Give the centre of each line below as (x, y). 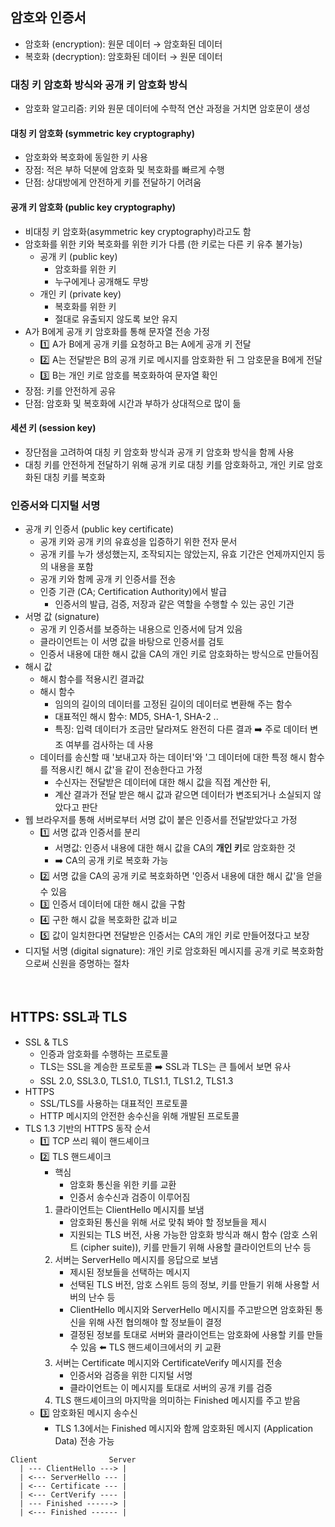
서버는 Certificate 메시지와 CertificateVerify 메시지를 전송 (168, 1362)
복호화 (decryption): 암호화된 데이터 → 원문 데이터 (123, 56)
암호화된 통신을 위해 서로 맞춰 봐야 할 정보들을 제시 (168, 1222)
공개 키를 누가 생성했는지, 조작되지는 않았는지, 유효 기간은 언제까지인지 (177, 554)
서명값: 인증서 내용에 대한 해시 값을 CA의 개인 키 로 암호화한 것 (175, 848)
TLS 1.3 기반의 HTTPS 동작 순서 (87, 1128)
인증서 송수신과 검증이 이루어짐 (130, 1197)
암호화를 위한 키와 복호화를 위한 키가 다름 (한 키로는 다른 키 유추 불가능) (163, 244)
